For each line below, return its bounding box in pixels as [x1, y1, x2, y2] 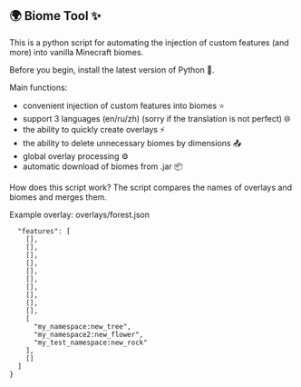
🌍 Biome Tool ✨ [9, 8, 102, 24]
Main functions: [9, 82, 68, 93]
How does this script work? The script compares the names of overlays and [9, 182, 293, 193]
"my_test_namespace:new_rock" [33, 338, 148, 347]
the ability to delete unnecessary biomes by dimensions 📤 [22, 137, 242, 148]
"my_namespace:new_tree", [33, 322, 131, 331]
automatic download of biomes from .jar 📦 [22, 161, 183, 172]
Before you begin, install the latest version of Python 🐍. [9, 64, 215, 75]
